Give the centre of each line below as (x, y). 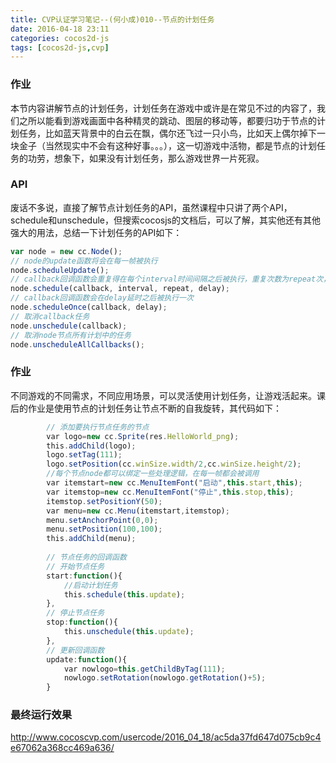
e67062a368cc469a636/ (62, 748)
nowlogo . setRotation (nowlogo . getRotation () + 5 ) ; (165, 678)
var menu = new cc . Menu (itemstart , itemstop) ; (138, 511)
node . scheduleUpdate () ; (60, 270)
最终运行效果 (41, 715)
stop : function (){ (82, 622)
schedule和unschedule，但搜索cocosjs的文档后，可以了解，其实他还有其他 (165, 220)
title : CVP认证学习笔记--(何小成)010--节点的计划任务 (112, 19)
